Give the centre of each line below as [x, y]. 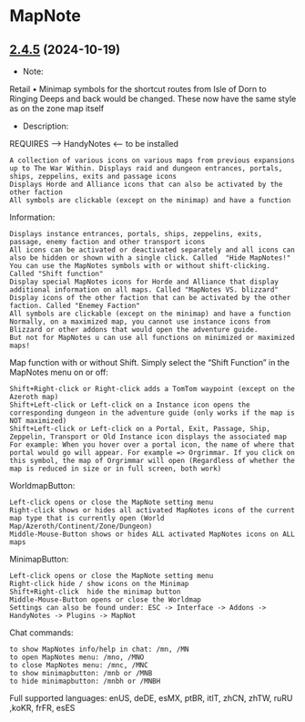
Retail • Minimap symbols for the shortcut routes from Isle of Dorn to [138, 89]
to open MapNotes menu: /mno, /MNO [77, 657]
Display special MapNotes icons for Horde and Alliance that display [144, 282]
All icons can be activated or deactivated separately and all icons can [152, 250]
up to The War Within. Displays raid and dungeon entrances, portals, [146, 169]
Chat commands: [41, 633]
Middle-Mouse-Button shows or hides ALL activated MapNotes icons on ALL [152, 534]
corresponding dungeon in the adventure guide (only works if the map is [152, 413]
